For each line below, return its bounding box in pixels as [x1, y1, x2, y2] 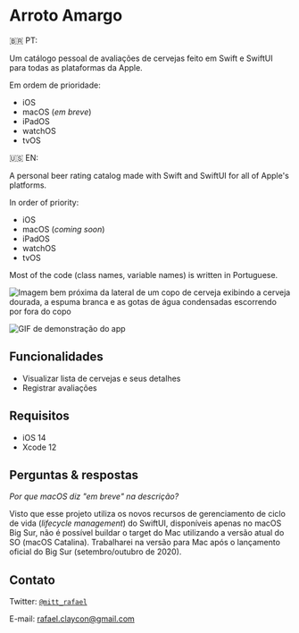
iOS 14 [21, 432, 46, 443]
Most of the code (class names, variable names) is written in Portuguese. [9, 269, 278, 280]
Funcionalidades [9, 350, 104, 365]
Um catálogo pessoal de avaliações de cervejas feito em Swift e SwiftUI [9, 53, 274, 63]
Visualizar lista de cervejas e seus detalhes [21, 373, 181, 384]
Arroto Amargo [9, 5, 123, 26]
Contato [9, 572, 55, 587]
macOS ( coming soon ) [21, 224, 105, 234]
